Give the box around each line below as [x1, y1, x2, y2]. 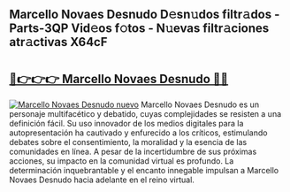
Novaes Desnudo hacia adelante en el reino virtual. [9, 174, 195, 185]
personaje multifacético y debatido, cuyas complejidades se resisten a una [9, 109, 282, 119]
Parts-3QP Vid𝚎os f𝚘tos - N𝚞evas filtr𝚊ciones [9, 21, 270, 36]
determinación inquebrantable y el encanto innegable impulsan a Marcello [9, 165, 279, 175]
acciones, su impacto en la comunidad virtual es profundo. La [9, 156, 234, 166]
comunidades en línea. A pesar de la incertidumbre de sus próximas [9, 146, 257, 157]
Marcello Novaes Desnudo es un [141, 99, 259, 110]
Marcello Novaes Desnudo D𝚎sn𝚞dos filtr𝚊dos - [9, 7, 280, 22]
